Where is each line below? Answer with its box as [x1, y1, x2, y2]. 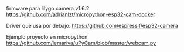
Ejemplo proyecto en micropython [6, 34, 88, 40]
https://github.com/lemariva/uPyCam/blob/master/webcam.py [6, 40, 156, 46]
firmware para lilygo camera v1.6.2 [6, 5, 90, 12]
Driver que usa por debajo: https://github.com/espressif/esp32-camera [6, 23, 179, 29]
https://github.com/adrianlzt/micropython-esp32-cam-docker [6, 11, 155, 18]
